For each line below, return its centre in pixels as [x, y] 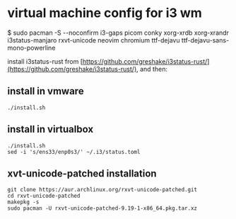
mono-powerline [31, 47]
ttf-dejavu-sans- [205, 40]
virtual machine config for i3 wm [105, 13]
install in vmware [46, 91]
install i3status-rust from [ [45, 61]
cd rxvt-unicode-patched [44, 196]
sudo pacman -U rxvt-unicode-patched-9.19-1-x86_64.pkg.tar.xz [102, 208]
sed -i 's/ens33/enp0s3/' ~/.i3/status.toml [74, 152]
